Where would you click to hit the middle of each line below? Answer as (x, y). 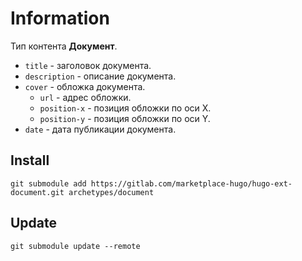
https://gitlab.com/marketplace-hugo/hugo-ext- (191, 183)
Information (60, 18)
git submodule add (48, 183)
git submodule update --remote (75, 246)
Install (30, 160)
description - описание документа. (100, 76)
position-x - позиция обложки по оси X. (125, 108)
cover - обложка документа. (85, 86)
